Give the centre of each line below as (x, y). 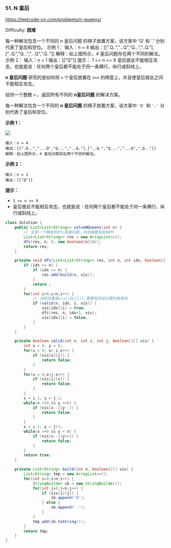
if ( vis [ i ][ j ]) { (60, 493)
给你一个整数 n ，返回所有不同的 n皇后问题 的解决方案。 (64, 95)
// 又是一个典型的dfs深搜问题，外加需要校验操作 (69, 232)
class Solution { (24, 223)
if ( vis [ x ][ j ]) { (51, 356)
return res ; (36, 247)
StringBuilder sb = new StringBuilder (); (77, 484)
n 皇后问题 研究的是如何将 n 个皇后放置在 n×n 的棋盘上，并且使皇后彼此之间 (84, 77)
